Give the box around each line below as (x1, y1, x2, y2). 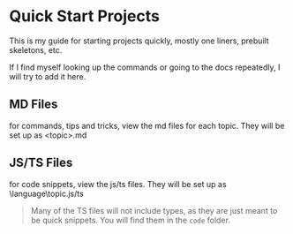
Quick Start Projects (9, 6, 161, 26)
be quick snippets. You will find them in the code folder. (30, 215, 231, 225)
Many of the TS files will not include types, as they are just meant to (30, 205, 278, 215)
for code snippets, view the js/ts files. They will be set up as (9, 178, 227, 189)
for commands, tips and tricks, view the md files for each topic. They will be (9, 120, 285, 131)
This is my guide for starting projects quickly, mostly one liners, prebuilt (9, 35, 269, 46)
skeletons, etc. (9, 44, 63, 55)
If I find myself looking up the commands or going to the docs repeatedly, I (9, 62, 281, 72)
